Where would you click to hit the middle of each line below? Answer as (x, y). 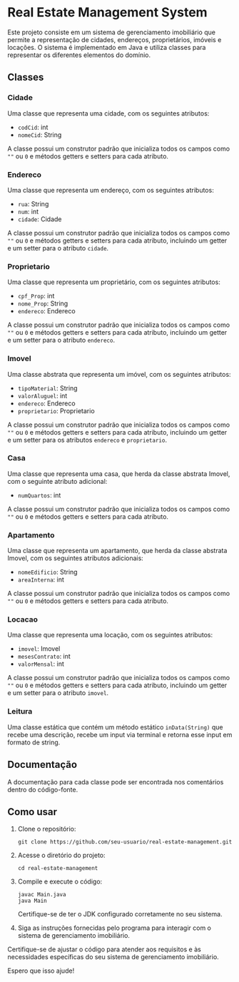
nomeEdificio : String (47, 572)
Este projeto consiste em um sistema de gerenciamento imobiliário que (112, 32)
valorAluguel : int (42, 395)
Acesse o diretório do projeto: (61, 855)
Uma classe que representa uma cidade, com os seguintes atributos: (108, 113)
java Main (32, 901)
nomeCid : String (40, 135)
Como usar (32, 812)
